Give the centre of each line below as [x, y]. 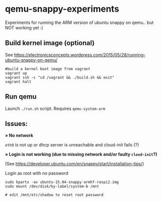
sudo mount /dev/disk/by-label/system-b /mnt [52, 186]
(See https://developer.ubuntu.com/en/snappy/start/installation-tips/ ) [75, 164]
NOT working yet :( [24, 27]
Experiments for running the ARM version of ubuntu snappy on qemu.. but [79, 22]
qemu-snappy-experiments [62, 9]
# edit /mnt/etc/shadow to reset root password [54, 195]
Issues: [16, 124]
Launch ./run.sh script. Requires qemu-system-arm [55, 108]
